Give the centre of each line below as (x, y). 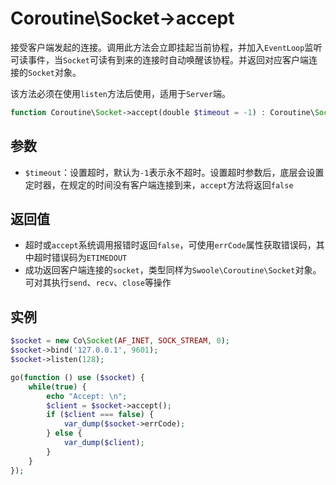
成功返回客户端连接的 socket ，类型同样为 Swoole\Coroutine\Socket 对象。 (173, 270)
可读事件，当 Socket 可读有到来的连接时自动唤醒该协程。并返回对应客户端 (159, 59)
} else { (64, 433)
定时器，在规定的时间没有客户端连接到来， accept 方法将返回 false (159, 184)
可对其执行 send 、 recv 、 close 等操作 (98, 283)
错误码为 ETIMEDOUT (89, 258)
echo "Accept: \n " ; (87, 396)
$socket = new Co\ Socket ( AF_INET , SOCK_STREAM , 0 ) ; (120, 341)
